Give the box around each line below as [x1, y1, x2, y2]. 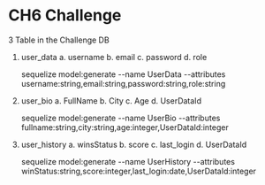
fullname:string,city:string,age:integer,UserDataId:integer [20, 121, 229, 133]
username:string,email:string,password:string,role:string [20, 78, 226, 89]
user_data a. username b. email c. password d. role [20, 51, 208, 62]
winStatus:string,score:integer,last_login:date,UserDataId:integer [20, 166, 257, 176]
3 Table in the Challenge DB [8, 35, 110, 45]
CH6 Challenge [8, 5, 122, 26]
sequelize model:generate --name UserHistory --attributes [20, 156, 236, 166]
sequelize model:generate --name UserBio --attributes [20, 112, 221, 123]
